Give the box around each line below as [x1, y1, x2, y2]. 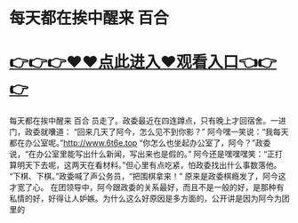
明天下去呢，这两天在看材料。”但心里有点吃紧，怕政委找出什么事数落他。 [16, 160, 282, 171]
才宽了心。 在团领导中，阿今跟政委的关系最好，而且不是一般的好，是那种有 [9, 182, 285, 193]
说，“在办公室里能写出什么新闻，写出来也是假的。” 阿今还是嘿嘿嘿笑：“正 [9, 148, 276, 160]
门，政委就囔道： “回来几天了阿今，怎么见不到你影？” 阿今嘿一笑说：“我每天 [9, 126, 289, 138]
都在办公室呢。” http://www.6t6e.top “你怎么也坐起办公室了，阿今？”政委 [9, 138, 271, 148]
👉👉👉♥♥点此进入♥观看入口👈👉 [9, 52, 278, 72]
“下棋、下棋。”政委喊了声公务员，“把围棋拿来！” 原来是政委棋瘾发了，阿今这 [9, 171, 286, 182]
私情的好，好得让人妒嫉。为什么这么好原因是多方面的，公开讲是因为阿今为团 [9, 193, 290, 204]
